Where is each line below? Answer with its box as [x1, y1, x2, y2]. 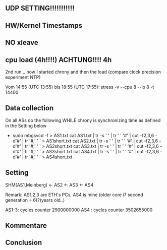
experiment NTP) [5, 74, 41, 80]
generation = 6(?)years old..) [5, 197, 65, 203]
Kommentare [5, 221, 47, 230]
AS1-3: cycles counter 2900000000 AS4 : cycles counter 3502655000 [5, 207, 153, 213]
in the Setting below [5, 122, 47, 129]
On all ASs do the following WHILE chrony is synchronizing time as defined [5, 117, 161, 123]
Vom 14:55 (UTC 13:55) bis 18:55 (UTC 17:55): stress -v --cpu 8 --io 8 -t [5, 84, 154, 90]
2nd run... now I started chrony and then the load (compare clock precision [5, 69, 161, 75]
